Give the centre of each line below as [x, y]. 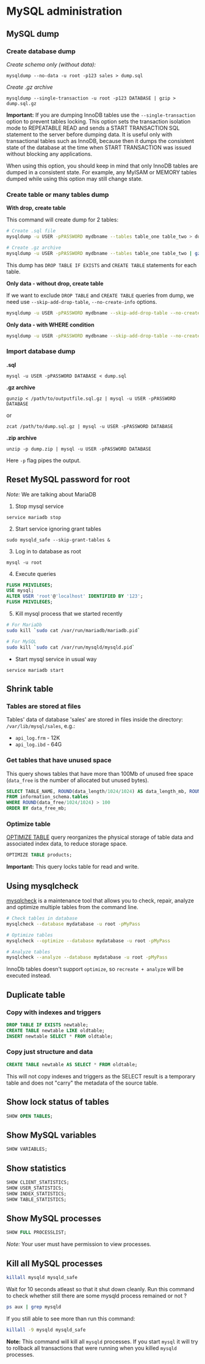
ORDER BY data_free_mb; [37, 808]
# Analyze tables [28, 952]
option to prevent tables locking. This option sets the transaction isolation [99, 121]
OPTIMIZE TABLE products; [39, 855]
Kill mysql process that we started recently [69, 614]
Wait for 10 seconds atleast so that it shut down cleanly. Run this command [100, 1289]
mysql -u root [24, 562]
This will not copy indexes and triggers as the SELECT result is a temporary [101, 1076]
